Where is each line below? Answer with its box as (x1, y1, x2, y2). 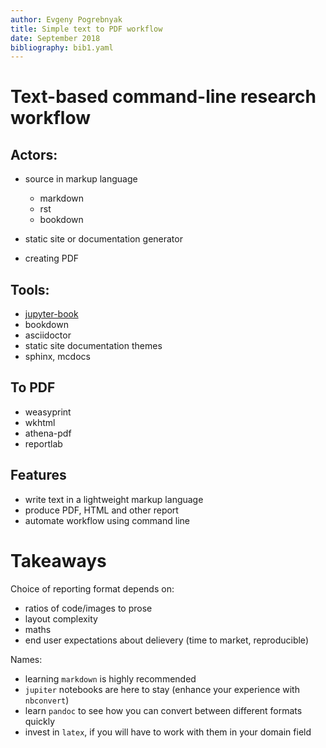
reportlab (24, 437, 63, 450)
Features (10, 467, 67, 484)
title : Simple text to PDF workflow (10, 24, 163, 34)
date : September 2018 (10, 33, 101, 43)
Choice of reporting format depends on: (10, 582, 175, 595)
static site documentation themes (24, 340, 163, 352)
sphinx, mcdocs (24, 351, 91, 363)
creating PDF (24, 252, 80, 265)
